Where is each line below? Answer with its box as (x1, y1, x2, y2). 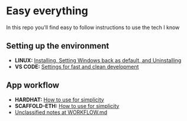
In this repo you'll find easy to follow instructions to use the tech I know (6, 24, 180, 31)
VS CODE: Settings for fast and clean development (14, 63, 139, 70)
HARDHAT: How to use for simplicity (14, 96, 105, 103)
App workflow (6, 80, 60, 90)
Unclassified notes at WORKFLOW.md (14, 109, 108, 116)
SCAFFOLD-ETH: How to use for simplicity (14, 102, 120, 109)
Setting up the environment (6, 41, 109, 51)
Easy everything (6, 4, 89, 18)
